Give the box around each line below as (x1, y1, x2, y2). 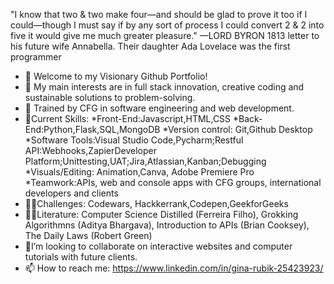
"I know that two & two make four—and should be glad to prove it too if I (10, 9, 308, 20)
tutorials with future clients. (24, 251, 138, 263)
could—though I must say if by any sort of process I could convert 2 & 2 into (10, 19, 325, 31)
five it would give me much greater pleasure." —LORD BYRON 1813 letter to (10, 30, 320, 41)
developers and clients (24, 187, 119, 199)
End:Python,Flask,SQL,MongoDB (24, 124, 161, 135)
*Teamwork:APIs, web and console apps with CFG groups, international (24, 177, 322, 188)
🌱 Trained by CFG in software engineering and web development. (24, 102, 295, 114)
